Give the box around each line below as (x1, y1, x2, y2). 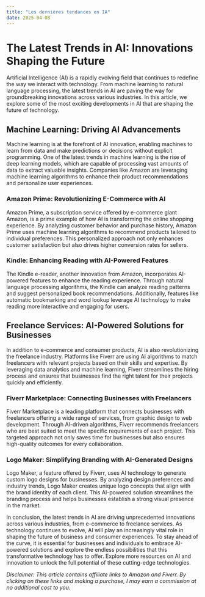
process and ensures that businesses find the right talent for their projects (6, 372, 193, 379)
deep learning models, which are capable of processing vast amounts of (6, 160, 189, 167)
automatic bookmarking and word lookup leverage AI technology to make (6, 296, 191, 303)
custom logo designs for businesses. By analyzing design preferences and (6, 476, 194, 483)
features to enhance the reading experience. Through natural (29, 276, 184, 284)
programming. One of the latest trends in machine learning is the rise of (6, 153, 186, 161)
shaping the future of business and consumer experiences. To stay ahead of (6, 533, 198, 541)
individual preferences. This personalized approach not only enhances (6, 235, 184, 242)
